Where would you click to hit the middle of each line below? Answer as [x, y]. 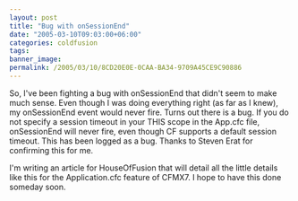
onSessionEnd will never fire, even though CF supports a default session [143, 131]
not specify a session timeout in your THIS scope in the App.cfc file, [135, 121]
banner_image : [36, 59]
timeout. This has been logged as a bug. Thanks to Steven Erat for [131, 141]
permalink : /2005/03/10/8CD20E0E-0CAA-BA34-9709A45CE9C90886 [126, 68]
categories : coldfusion [54, 43]
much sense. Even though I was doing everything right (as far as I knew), [144, 102]
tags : [19, 51]
